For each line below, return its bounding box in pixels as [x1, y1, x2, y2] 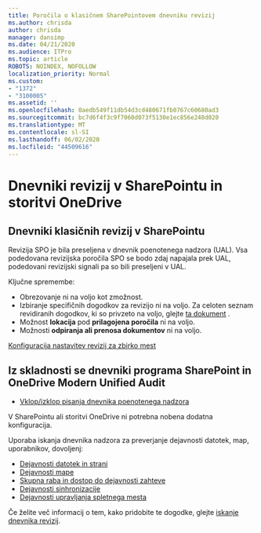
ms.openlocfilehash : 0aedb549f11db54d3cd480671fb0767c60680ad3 [8, 107, 219, 115]
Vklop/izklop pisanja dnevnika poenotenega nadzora [19, 397, 190, 407]
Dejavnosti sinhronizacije [19, 484, 100, 494]
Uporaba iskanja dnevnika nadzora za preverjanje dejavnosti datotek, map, [8, 436, 249, 445]
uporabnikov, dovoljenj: [8, 444, 84, 454]
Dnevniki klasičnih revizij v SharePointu [8, 225, 205, 238]
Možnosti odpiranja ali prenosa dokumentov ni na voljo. [19, 326, 202, 335]
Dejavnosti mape [19, 468, 74, 477]
